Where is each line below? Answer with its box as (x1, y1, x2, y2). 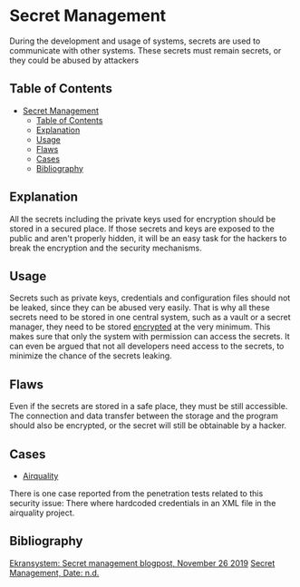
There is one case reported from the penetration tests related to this (9, 488, 264, 499)
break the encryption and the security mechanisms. (9, 242, 202, 253)
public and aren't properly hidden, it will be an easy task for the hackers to (9, 232, 287, 243)
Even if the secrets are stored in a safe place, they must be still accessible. (9, 401, 288, 412)
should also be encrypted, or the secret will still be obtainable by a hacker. (9, 420, 287, 431)
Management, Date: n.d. (9, 567, 100, 578)
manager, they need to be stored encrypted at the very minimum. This (9, 321, 271, 332)
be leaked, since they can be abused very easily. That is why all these (9, 302, 270, 313)
